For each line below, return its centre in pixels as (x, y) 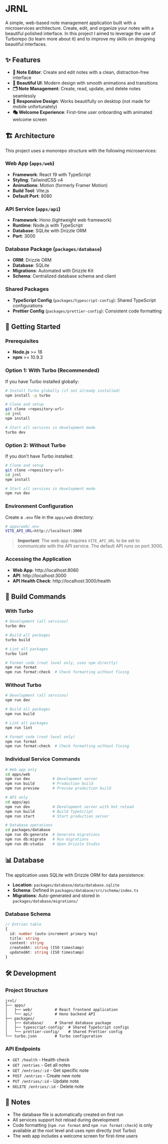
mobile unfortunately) (35, 106)
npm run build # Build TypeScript (49, 811)
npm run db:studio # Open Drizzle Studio (53, 844)
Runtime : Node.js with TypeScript (48, 225)
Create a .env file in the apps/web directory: (50, 517)
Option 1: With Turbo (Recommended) (52, 370)
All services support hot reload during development (66, 1120)
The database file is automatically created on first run (68, 1114)
